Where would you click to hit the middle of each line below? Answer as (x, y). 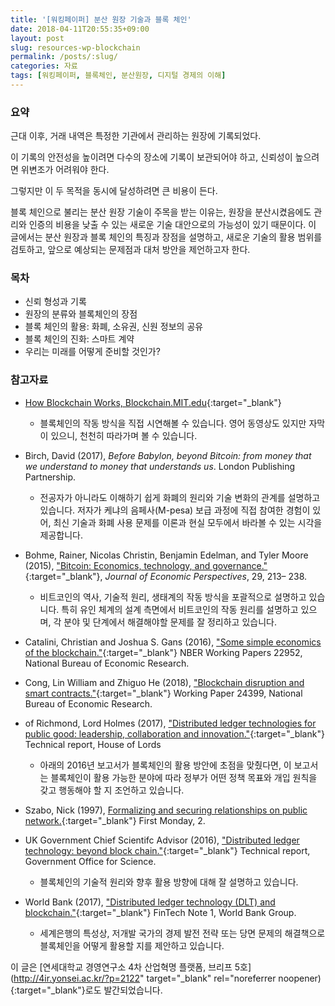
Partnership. (50, 477)
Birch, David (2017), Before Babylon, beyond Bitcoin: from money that (168, 455)
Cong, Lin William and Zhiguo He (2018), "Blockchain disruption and (164, 682)
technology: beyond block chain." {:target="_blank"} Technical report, (167, 850)
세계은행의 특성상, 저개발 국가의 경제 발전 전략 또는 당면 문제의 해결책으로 (182, 933)
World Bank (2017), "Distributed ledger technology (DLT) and (150, 902)
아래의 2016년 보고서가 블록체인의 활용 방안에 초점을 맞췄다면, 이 (165, 765)
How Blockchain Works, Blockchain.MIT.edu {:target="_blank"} (153, 402)
